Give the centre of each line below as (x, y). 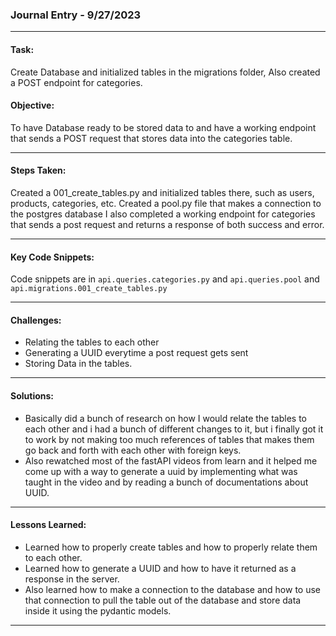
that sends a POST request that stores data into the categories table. (151, 138)
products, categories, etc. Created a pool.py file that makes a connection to (166, 203)
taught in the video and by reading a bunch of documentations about (166, 482)
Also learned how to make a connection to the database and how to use (173, 589)
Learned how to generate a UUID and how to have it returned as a (160, 568)
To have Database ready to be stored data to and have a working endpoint (163, 127)
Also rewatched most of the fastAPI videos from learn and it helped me (171, 460)
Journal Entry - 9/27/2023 (76, 15)
